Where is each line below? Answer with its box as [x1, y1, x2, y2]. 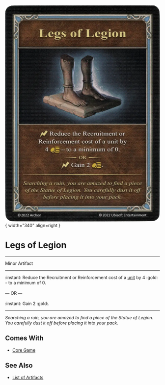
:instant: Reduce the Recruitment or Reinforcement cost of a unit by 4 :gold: [5, 274, 158, 280]
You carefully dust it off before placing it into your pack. [5, 320, 119, 326]
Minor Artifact [5, 260, 33, 266]
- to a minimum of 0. [5, 280, 47, 285]
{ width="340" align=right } [5, 223, 61, 228]
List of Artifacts [12, 374, 44, 380]
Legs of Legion [5, 240, 67, 251]
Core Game [12, 347, 36, 353]
